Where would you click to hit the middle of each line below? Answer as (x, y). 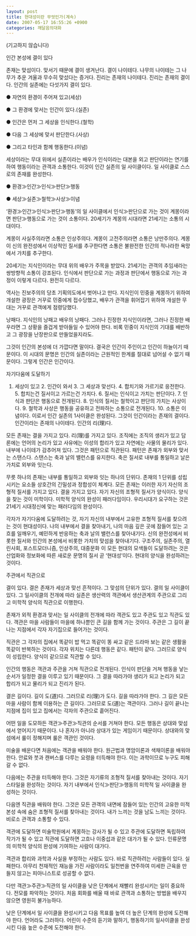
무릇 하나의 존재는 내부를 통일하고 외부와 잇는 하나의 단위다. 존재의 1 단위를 (91, 477)
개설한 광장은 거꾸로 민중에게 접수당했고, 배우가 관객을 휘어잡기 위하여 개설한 (94, 300)
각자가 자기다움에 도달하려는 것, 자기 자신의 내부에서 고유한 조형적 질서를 (89, 519)
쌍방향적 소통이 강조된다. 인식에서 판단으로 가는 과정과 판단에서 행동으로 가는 (94, 273)
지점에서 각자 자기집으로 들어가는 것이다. (63, 630)
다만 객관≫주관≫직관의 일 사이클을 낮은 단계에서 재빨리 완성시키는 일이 (88, 886)
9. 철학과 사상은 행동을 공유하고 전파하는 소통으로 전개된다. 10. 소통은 (101, 408)
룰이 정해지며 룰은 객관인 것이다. (58, 738)
